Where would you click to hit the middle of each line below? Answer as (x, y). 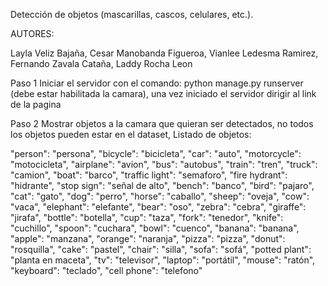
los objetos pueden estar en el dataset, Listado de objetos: (131, 134)
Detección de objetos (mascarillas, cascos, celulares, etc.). (132, 14)
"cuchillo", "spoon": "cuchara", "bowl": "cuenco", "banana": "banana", (155, 228)
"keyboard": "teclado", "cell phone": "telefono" (106, 270)
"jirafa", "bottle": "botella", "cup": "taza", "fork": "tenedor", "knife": (147, 217)
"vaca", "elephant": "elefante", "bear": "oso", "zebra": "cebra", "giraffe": (158, 207)
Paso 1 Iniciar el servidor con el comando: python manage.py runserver (157, 83)
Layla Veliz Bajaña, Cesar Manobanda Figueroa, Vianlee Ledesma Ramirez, (164, 53)
